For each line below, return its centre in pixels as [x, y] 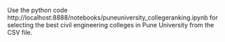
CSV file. [20, 32]
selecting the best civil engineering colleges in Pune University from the [111, 25]
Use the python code [37, 10]
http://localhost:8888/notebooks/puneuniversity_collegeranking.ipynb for [112, 17]
